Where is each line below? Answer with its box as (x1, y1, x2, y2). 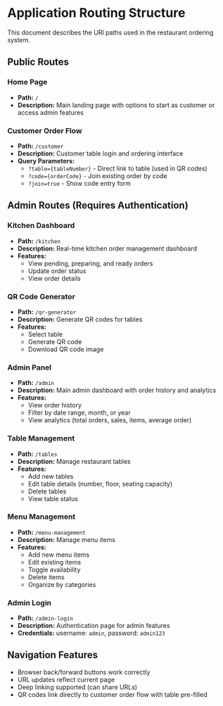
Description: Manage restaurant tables (17, 457, 132, 465)
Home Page (7, 77, 48, 87)
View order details (27, 274, 81, 282)
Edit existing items (27, 557, 82, 566)
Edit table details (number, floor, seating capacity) (27, 479, 173, 488)
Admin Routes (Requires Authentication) (7, 199, 189, 212)
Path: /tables (17, 449, 58, 458)
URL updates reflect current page (17, 675, 115, 683)
